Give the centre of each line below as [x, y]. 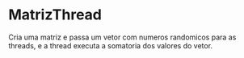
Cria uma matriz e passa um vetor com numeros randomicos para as [122, 37]
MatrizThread [55, 15]
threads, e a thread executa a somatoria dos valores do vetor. [110, 45]
